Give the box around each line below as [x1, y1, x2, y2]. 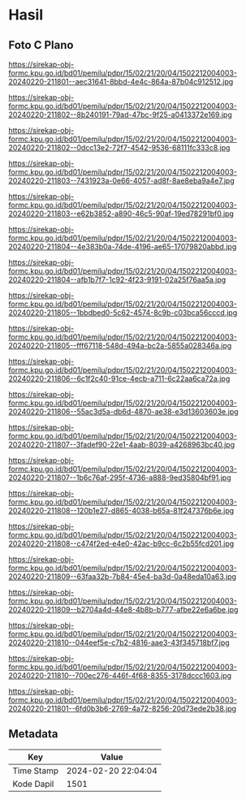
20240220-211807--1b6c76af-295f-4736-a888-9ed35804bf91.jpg [8, 473, 231, 482]
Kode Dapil [12, 778, 54, 789]
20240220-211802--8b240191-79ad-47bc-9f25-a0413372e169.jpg [8, 110, 233, 119]
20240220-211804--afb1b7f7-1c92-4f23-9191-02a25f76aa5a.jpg [8, 275, 227, 284]
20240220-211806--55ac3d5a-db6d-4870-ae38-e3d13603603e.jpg [8, 407, 239, 416]
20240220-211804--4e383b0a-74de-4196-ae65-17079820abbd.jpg [8, 242, 237, 251]
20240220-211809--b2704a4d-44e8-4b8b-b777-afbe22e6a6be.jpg [8, 605, 239, 614]
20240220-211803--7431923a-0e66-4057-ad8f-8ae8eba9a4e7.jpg [8, 176, 235, 185]
